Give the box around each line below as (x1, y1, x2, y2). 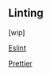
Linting (8, 6, 44, 20)
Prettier (8, 58, 33, 68)
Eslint (8, 43, 26, 53)
